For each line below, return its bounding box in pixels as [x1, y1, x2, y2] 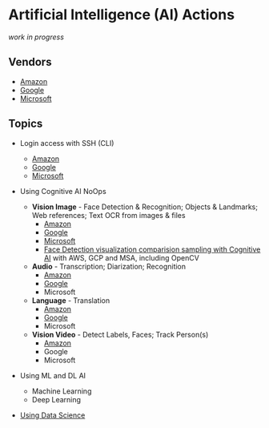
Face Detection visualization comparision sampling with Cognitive [43, 244, 261, 254]
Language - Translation [31, 295, 110, 305]
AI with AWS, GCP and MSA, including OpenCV [43, 252, 200, 262]
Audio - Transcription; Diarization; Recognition [31, 261, 187, 271]
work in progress [8, 32, 64, 42]
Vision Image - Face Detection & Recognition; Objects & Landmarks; [31, 202, 259, 212]
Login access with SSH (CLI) [19, 138, 114, 147]
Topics [8, 117, 43, 131]
